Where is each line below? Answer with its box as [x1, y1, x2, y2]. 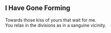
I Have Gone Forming [5, 4, 70, 12]
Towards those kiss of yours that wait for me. [5, 17, 97, 23]
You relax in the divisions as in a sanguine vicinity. [5, 22, 107, 28]
